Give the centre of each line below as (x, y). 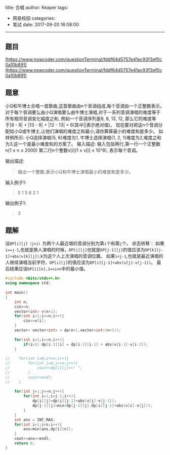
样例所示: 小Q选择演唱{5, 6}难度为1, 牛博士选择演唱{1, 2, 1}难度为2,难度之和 (83, 137)
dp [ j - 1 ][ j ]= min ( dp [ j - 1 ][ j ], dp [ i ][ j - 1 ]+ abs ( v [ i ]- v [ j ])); (92, 406)
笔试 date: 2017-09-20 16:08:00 (46, 25)
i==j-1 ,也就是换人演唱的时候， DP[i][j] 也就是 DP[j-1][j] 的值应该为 (75, 250)
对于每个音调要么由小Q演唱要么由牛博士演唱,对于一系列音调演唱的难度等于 (83, 112)
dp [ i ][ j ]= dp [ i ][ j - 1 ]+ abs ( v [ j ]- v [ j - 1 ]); (74, 401)
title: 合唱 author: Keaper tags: (37, 7)
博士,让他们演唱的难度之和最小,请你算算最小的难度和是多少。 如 (97, 131)
